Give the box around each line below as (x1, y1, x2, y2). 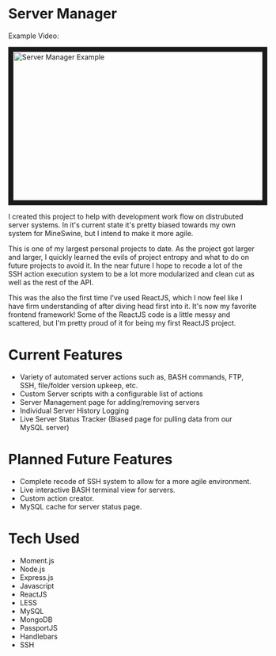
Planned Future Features (8, 451, 173, 468)
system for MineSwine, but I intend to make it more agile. (8, 228, 194, 238)
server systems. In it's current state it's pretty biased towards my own (8, 219, 236, 230)
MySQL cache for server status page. (19, 502, 142, 511)
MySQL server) (19, 422, 70, 432)
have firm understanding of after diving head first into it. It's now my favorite (8, 301, 257, 311)
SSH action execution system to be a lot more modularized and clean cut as (8, 269, 255, 278)
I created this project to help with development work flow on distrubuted (8, 212, 244, 221)
